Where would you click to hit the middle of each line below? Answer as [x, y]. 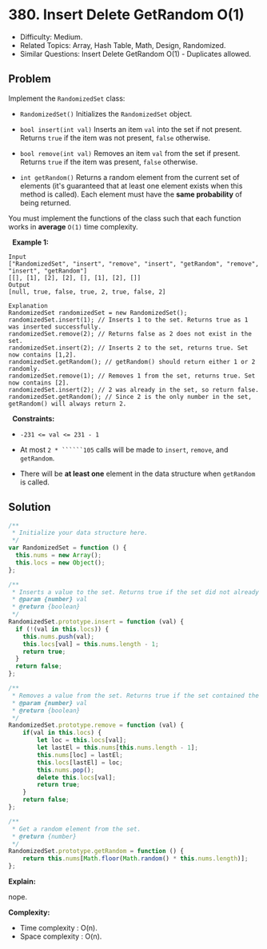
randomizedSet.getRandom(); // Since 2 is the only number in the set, [130, 397]
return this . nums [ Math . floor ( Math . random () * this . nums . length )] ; [135, 859]
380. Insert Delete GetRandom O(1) [127, 15]
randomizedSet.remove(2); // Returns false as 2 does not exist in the [130, 333]
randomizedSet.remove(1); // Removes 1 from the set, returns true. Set [132, 376]
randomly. [25, 369]
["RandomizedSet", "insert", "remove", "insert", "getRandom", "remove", [134, 264]
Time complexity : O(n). [58, 928]
